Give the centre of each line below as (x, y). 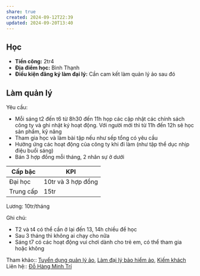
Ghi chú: (16, 218)
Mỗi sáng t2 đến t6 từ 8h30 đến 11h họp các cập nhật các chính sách (100, 119)
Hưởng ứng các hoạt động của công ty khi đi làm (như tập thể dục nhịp (102, 144)
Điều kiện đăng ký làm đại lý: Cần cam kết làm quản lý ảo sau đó (95, 74)
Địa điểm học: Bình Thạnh (47, 68)
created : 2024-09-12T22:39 (40, 17)
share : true (21, 12)
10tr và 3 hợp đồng (71, 182)
